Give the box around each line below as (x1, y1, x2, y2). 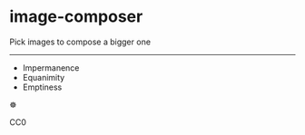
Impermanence (22, 62, 80, 73)
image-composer (9, 6, 143, 27)
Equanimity (22, 72, 65, 82)
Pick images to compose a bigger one (9, 36, 152, 47)
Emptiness (22, 82, 63, 92)
